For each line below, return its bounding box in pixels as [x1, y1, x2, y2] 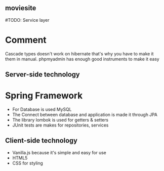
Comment [5, 35, 47, 45]
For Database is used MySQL [12, 106, 72, 113]
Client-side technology [5, 136, 78, 145]
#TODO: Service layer [5, 17, 50, 23]
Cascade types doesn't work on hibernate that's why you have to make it [5, 50, 154, 56]
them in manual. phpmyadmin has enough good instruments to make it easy [5, 56, 160, 62]
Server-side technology [5, 70, 80, 79]
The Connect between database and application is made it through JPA [12, 112, 158, 118]
